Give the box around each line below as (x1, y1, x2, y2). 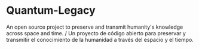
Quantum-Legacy (6, 4, 96, 17)
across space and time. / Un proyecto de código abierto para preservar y (6, 29, 186, 36)
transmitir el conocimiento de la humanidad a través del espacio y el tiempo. (6, 36, 194, 43)
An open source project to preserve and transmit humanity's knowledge (6, 23, 183, 30)
